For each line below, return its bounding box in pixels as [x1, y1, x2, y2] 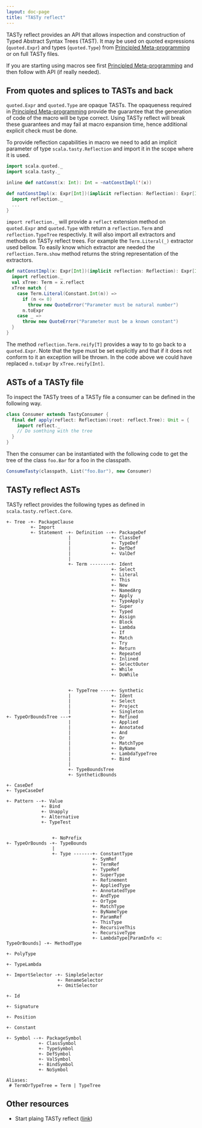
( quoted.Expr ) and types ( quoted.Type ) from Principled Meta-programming [6, 43, 191, 51]
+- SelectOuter [111, 661, 149, 667]
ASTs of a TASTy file [6, 377, 84, 388]
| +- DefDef [68, 545, 136, 551]
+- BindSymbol [38, 1061, 74, 1067]
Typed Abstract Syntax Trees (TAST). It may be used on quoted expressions [6, 37, 195, 45]
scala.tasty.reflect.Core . [6, 507, 73, 515]
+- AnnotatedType [92, 887, 136, 894]
